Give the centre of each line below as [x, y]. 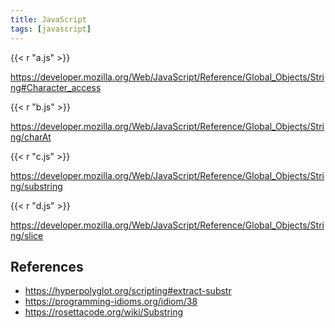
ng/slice [27, 235]
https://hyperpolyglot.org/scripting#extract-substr [128, 291]
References [47, 266]
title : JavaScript [48, 19]
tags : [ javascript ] [51, 29]
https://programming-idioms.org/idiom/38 [111, 302]
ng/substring [36, 186]
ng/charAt [31, 137]
